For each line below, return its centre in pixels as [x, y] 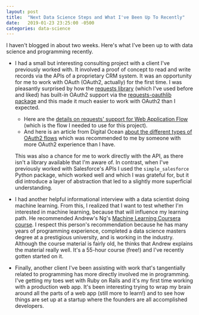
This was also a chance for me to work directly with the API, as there [99, 156]
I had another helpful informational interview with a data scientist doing [102, 199]
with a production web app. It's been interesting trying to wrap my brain [103, 287]
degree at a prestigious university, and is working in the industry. [94, 237]
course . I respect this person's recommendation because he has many [101, 225]
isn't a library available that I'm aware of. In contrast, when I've [91, 162]
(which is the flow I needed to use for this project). [85, 125]
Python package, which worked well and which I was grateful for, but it [102, 175]
